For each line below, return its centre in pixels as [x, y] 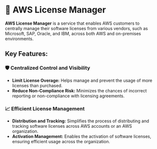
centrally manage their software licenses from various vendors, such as [77, 28]
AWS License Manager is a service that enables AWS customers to [72, 23]
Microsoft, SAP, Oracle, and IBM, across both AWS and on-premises [73, 33]
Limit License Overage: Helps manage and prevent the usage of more [82, 80]
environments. [19, 39]
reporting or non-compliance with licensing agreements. [68, 96]
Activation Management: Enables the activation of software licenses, [82, 136]
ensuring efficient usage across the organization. [61, 141]
